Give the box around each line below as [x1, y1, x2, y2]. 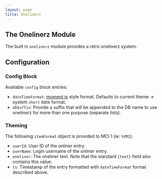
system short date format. [12, 99, 66, 105]
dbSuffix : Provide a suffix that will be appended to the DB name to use [12, 104, 158, 110]
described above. [12, 170, 49, 176]
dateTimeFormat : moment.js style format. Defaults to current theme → [12, 94, 155, 99]
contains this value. [12, 159, 53, 165]
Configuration [5, 58, 50, 66]
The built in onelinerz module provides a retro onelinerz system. [5, 43, 138, 50]
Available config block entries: [5, 84, 68, 90]
